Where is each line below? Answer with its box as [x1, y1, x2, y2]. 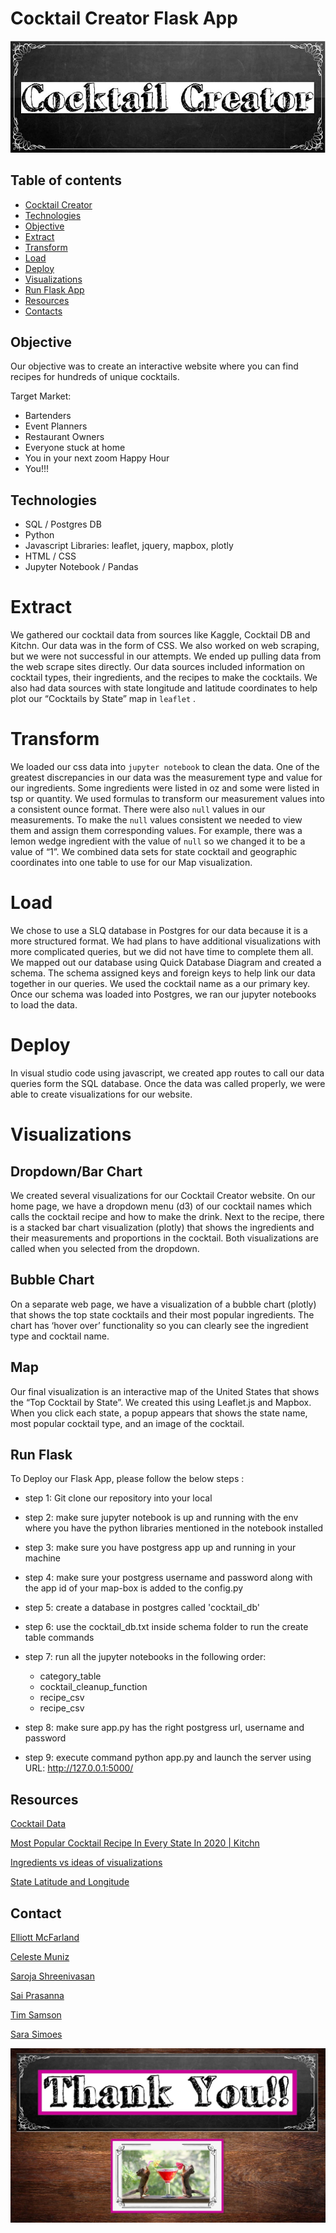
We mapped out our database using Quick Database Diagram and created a [10, 957, 322, 969]
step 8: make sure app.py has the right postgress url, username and [24, 1722, 305, 1734]
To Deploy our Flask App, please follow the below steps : [10, 1473, 245, 1485]
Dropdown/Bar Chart [10, 1163, 143, 1180]
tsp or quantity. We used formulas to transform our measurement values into [10, 793, 325, 805]
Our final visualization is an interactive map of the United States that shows [10, 1385, 320, 1397]
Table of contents [10, 172, 122, 189]
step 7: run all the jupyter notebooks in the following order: [24, 1651, 267, 1663]
